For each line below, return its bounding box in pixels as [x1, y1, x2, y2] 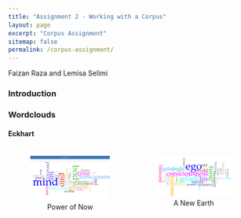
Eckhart [8, 128, 35, 138]
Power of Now [46, 201, 93, 212]
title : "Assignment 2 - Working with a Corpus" [8, 13, 167, 20]
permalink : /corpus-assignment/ [8, 46, 114, 54]
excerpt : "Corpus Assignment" [8, 29, 108, 37]
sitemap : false [8, 38, 58, 46]
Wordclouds [8, 109, 57, 120]
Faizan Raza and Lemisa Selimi [8, 68, 108, 78]
